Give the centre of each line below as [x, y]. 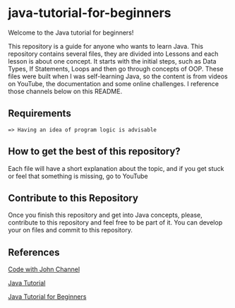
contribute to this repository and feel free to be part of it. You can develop [115, 223]
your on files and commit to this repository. [70, 230]
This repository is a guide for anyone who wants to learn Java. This [106, 46]
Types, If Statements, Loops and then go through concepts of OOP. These [116, 69]
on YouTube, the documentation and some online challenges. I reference [114, 83]
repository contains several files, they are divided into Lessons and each [113, 54]
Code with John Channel [44, 269]
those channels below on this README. [65, 91]
